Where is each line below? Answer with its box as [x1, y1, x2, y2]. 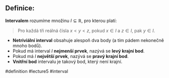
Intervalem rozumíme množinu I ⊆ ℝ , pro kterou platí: [5, 17, 117, 23]
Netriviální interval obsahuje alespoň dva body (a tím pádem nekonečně [12, 37, 164, 43]
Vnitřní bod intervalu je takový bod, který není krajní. [12, 58, 123, 64]
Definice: [5, 4, 35, 12]
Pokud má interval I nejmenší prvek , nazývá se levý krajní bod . [12, 47, 145, 54]
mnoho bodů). [12, 42, 42, 48]
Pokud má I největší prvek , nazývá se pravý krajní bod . [12, 53, 129, 59]
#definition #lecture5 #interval [5, 68, 68, 74]
